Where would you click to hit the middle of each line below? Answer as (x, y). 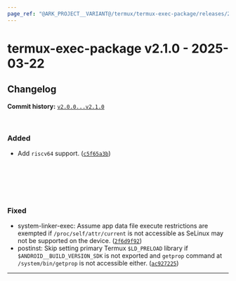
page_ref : (22, 14)
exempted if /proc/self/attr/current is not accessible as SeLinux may (120, 233)
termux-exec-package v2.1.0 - (98, 48)
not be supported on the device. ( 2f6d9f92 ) (80, 241)
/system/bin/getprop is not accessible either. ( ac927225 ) (98, 263)
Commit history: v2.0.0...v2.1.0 (56, 106)
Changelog (32, 90)
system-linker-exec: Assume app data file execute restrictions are (113, 226)
